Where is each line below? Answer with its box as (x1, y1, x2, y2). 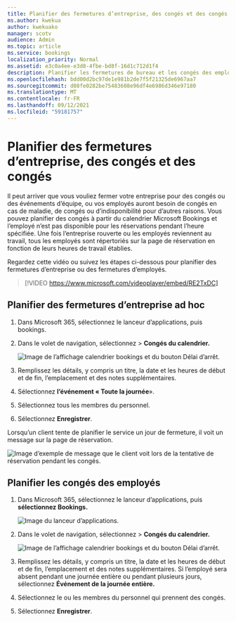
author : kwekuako (7, 23, 58, 30)
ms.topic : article (7, 43, 61, 50)
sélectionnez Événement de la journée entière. (17, 580, 155, 588)
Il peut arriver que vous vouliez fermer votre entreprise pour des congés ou (7, 191, 225, 200)
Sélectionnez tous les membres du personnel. (17, 401, 150, 409)
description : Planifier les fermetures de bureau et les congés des (7, 69, 212, 76)
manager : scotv (7, 30, 52, 37)
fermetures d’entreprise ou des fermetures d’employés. (7, 265, 167, 273)
